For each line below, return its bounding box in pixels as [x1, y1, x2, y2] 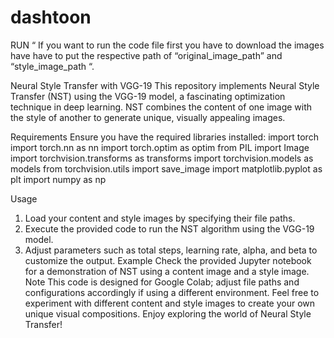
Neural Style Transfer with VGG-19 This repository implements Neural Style [10, 79, 320, 91]
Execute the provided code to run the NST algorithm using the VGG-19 [24, 222, 315, 235]
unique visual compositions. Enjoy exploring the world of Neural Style [24, 307, 312, 320]
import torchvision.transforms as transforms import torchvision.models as [10, 152, 314, 164]
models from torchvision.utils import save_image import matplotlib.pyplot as [10, 162, 323, 175]
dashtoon [10, 6, 92, 29]
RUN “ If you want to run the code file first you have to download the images [10, 39, 325, 51]
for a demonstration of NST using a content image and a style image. [24, 265, 310, 277]
